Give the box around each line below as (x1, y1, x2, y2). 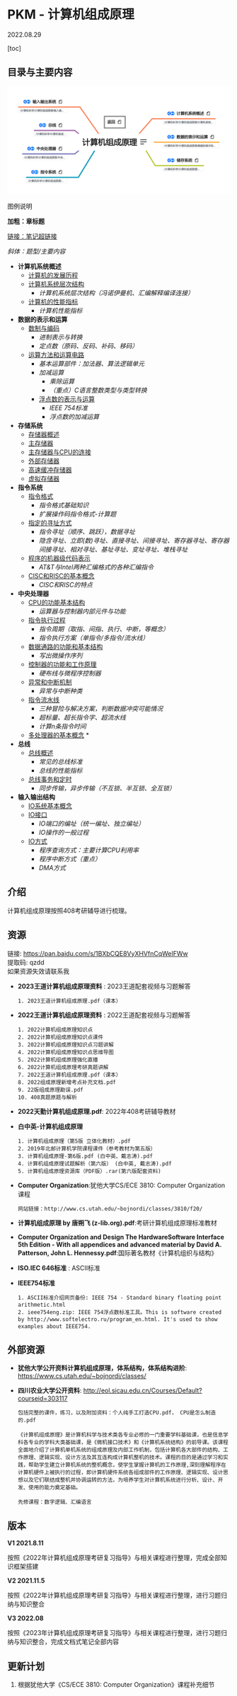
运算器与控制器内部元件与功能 (38, 606, 126, 616)
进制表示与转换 (38, 333, 83, 341)
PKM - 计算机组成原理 (7, 6, 134, 23)
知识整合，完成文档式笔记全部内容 (19, 1637, 119, 1646)
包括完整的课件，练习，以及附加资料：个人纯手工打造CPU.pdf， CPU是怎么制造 (17, 1409, 216, 1417)
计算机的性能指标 (28, 297, 79, 306)
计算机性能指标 (38, 306, 83, 315)
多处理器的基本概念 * (28, 730, 90, 739)
